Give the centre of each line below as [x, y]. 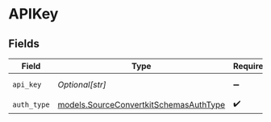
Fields [24, 44]
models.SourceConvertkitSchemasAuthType [142, 104]
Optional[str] [82, 85]
